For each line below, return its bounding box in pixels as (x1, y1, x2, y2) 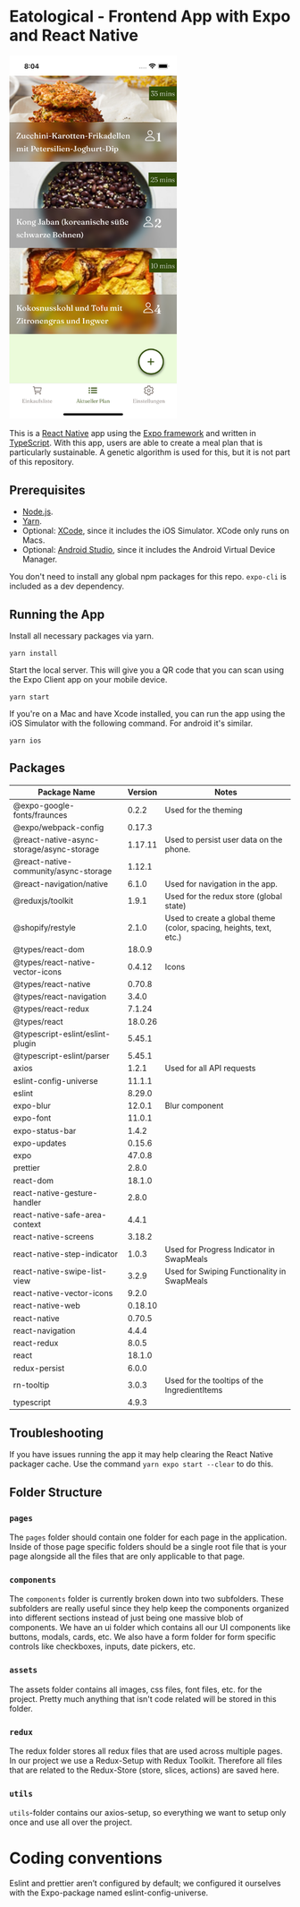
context (12, 1219, 42, 1230)
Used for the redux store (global (164, 890, 283, 901)
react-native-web (12, 1301, 80, 1311)
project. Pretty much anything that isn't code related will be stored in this (9, 1693, 277, 1704)
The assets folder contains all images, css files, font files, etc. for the (9, 1684, 262, 1695)
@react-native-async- (12, 835, 100, 846)
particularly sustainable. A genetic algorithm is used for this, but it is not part (9, 447, 291, 458)
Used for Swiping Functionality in (164, 1266, 287, 1276)
